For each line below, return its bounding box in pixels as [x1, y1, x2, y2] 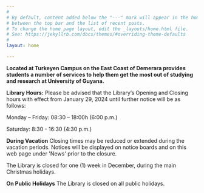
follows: [6, 102, 26, 109]
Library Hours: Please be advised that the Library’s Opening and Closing [6, 89, 188, 96]
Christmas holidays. [6, 168, 56, 175]
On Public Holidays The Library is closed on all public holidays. [6, 180, 165, 187]
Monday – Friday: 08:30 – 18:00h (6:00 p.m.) [6, 113, 118, 121]
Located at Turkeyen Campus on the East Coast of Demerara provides [6, 64, 186, 71]
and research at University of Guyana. [6, 77, 104, 85]
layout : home [6, 43, 39, 49]
